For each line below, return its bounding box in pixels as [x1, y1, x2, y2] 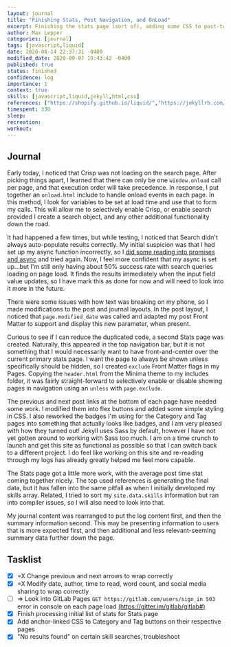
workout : [7, 125, 32, 132]
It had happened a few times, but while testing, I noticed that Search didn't [7, 233, 219, 241]
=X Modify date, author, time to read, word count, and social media [16, 580, 207, 588]
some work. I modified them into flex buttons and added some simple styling [7, 405, 224, 413]
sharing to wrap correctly [16, 587, 89, 595]
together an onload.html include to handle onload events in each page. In [7, 190, 214, 199]
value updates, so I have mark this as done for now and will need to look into [7, 277, 224, 285]
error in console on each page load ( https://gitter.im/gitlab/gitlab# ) [16, 602, 206, 611]
